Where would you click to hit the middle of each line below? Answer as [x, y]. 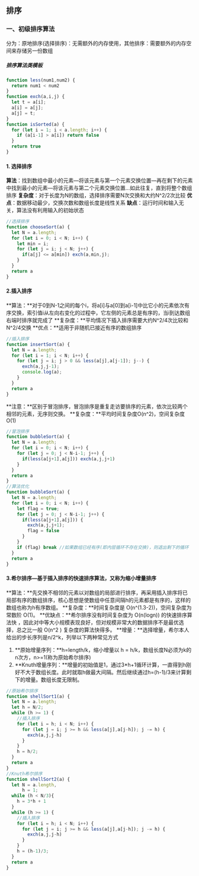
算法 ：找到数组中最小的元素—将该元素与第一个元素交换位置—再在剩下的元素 [99, 181]
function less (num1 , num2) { [41, 80]
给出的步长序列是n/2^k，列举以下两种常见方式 [62, 637]
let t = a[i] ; [29, 102]
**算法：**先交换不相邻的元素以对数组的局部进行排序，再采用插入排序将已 [97, 592]
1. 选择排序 [19, 166]
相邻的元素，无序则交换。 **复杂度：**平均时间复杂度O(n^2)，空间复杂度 [96, 414]
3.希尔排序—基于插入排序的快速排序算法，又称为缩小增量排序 [81, 578]
